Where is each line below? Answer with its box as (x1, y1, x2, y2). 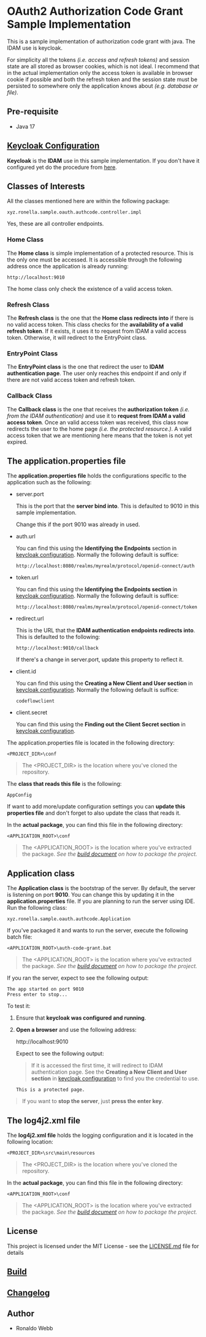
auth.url (15, 533, 36, 540)
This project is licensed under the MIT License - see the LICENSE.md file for (7, 1242, 199, 1250)
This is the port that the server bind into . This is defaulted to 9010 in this (15, 502, 200, 510)
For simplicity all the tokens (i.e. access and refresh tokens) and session (7, 56, 189, 63)
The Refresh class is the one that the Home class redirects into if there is (7, 314, 194, 322)
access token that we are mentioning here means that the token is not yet (7, 432, 193, 439)
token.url (15, 574, 39, 581)
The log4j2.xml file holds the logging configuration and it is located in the (7, 1131, 194, 1139)
